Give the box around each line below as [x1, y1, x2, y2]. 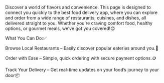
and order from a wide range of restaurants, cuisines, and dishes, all [5, 15, 146, 20]
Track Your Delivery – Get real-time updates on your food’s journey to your [5, 67, 159, 72]
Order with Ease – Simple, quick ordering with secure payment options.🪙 [5, 55, 156, 61]
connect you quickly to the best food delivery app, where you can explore [5, 9, 158, 15]
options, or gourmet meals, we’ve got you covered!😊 [5, 25, 115, 31]
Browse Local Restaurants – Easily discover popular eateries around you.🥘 [5, 45, 159, 51]
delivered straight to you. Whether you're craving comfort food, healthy [5, 20, 153, 26]
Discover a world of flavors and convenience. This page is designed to [5, 4, 151, 10]
